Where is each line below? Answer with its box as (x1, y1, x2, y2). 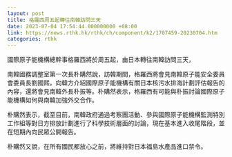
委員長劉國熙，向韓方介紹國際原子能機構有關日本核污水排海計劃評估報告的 (12, 78, 225, 87)
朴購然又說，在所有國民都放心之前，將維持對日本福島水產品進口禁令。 (7, 143, 207, 151)
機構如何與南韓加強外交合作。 (12, 96, 98, 104)
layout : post (7, 10, 45, 17)
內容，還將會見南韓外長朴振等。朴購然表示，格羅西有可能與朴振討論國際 (7, 87, 213, 96)
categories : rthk (7, 36, 57, 43)
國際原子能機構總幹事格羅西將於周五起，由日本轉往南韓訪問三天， (7, 56, 195, 64)
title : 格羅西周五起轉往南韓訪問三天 (7, 17, 101, 23)
